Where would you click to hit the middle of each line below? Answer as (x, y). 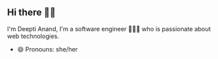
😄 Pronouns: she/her (47, 49)
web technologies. (33, 36)
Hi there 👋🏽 (32, 13)
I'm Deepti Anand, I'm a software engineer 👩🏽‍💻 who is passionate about (109, 28)
